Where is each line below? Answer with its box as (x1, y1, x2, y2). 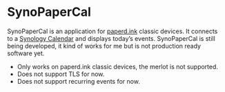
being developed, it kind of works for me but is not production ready (7, 42, 202, 50)
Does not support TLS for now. (17, 70, 105, 78)
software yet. (7, 49, 45, 57)
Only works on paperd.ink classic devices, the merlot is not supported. (17, 62, 219, 71)
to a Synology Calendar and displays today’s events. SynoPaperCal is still (7, 34, 215, 42)
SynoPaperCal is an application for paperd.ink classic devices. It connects (7, 27, 218, 35)
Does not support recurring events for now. (17, 77, 140, 85)
